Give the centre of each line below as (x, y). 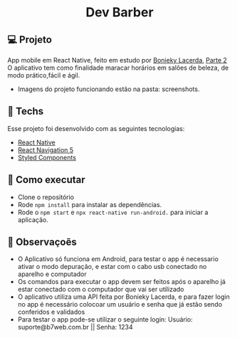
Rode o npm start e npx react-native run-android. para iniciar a (113, 212)
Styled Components (47, 157)
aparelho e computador (52, 274)
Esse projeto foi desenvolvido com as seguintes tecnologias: (96, 128)
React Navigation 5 (46, 149)
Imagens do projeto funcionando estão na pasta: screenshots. (109, 89)
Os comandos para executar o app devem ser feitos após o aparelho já (122, 282)
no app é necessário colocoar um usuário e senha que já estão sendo (120, 305)
